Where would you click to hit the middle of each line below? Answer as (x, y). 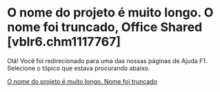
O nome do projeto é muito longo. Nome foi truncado (82, 81)
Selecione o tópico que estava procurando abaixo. (79, 68)
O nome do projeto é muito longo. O (110, 13)
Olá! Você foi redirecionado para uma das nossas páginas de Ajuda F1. (107, 60)
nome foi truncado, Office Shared (105, 27)
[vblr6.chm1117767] (64, 42)
